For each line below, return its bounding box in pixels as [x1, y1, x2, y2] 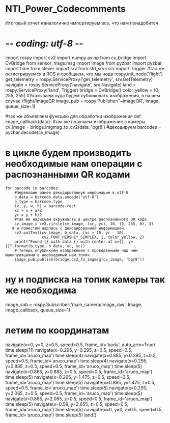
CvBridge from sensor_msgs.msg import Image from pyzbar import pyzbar [5, 60, 162, 66]
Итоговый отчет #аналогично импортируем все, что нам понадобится [5, 20, 159, 26]
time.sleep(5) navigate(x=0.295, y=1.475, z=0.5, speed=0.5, [5, 374, 131, 380]
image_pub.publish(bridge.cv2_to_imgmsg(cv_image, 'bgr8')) [14, 257, 145, 262]
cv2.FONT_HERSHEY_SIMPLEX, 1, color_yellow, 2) [41, 235, 145, 240]
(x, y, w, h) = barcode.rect [14, 203, 76, 209]
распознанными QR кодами [5, 169, 130, 181]
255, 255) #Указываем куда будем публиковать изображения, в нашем [5, 92, 160, 98]
